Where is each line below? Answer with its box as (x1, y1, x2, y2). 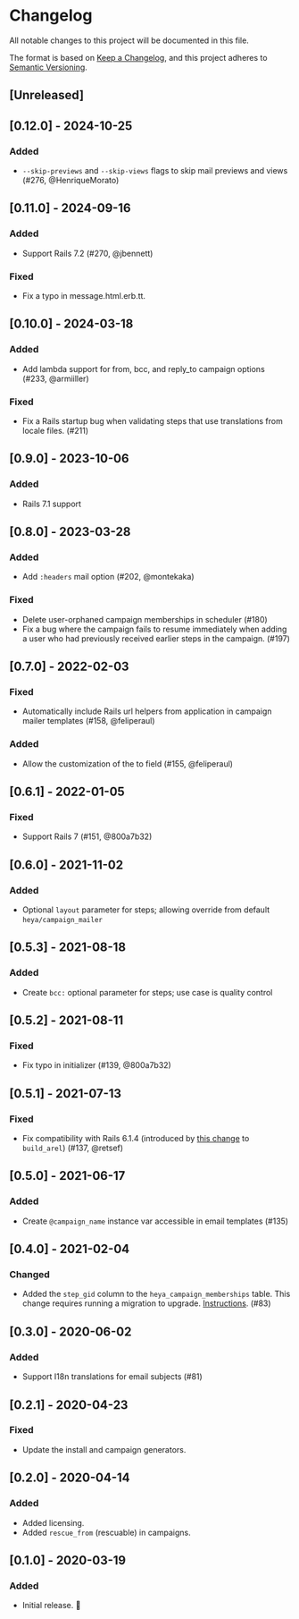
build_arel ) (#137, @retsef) (21, 1142, 123, 1154)
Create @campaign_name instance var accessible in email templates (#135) (21, 1216, 288, 1226)
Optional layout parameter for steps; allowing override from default (21, 904, 270, 915)
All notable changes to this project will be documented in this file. (9, 35, 250, 46)
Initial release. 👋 (21, 1600, 81, 1611)
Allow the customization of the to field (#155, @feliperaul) (21, 758, 234, 769)
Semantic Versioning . (9, 62, 87, 72)
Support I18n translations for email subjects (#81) (21, 1371, 203, 1382)
